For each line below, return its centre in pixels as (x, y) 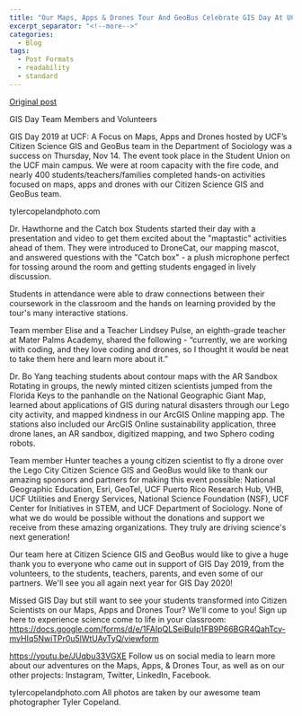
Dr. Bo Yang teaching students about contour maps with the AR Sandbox (144, 376)
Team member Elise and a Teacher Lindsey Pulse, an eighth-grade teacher (147, 330)
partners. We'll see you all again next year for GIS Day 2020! (121, 583)
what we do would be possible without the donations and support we (137, 517)
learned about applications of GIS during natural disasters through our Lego (150, 404)
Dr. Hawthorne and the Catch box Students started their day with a (133, 228)
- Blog (30, 43)
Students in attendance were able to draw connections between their (137, 294)
